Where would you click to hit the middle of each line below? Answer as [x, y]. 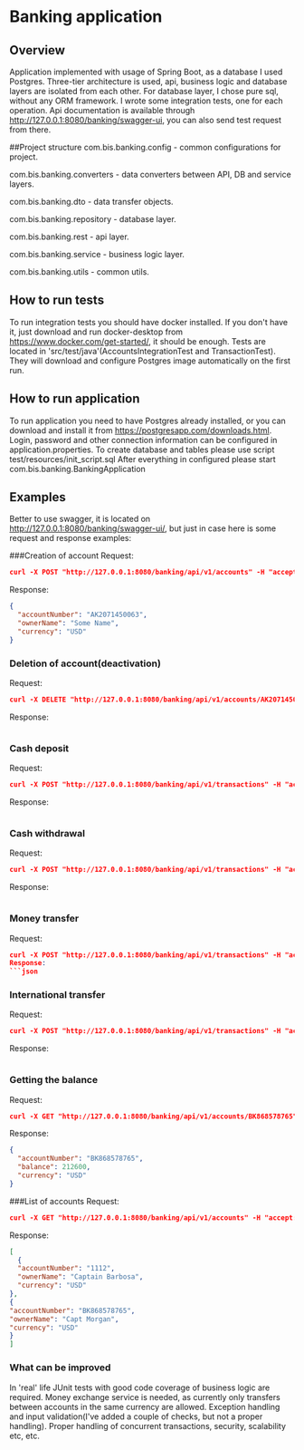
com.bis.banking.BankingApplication [78, 469]
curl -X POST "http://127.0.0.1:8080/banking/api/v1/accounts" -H [137, 573]
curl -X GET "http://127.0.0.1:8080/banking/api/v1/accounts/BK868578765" [153, 1116]
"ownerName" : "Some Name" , [68, 623]
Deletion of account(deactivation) [85, 663]
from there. [30, 130]
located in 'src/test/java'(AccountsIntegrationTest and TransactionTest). [142, 351]
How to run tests [57, 300]
